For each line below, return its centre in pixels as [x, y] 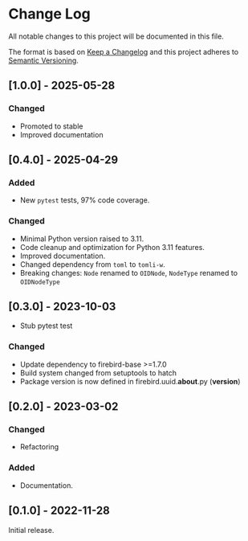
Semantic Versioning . [43, 60]
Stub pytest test [46, 326]
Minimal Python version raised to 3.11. [82, 239]
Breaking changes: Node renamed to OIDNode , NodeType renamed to [129, 273]
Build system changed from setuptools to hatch [98, 373]
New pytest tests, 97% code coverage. [85, 200]
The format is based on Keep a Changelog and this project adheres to [124, 51]
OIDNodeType [40, 282]
